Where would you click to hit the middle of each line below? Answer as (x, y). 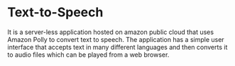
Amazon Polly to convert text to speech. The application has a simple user (116, 39)
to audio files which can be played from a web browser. (88, 55)
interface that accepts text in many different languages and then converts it (117, 47)
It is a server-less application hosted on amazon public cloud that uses (111, 32)
